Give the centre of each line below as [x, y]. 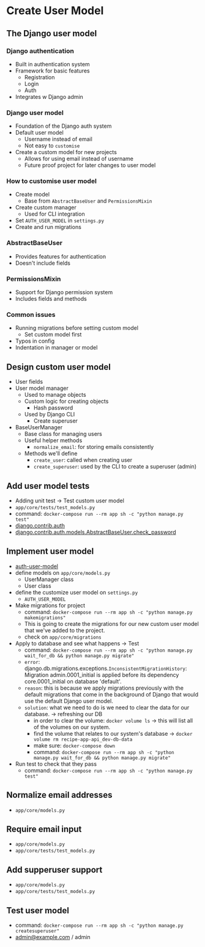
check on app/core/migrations [63, 637]
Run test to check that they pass [56, 764]
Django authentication [40, 51]
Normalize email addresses [59, 795]
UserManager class [49, 579]
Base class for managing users [63, 434]
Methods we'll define [51, 454]
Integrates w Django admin [49, 96]
